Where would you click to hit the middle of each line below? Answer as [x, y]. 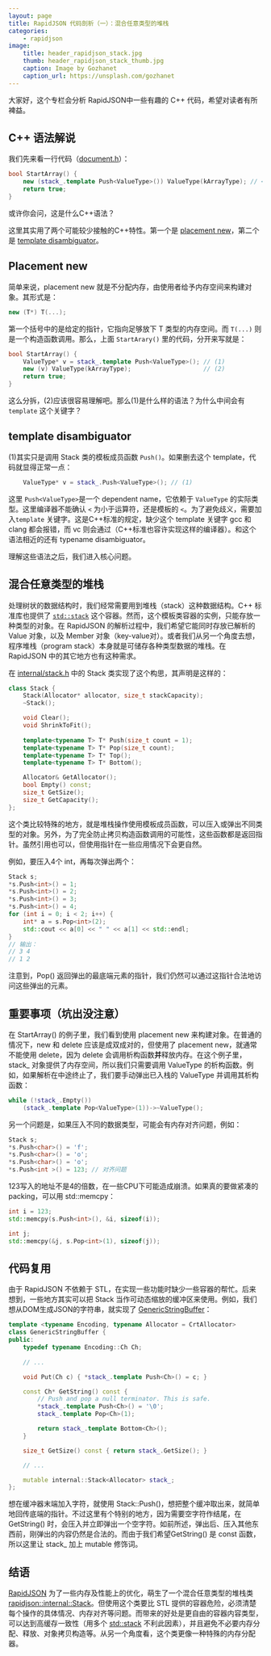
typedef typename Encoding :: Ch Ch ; [83, 1347]
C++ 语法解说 [42, 138]
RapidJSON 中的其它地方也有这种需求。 [75, 656]
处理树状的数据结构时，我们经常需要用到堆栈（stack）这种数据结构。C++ [131, 605]
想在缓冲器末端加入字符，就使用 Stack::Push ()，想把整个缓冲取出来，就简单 [134, 1504]
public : [21, 1340]
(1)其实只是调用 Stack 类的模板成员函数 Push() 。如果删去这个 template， [129, 456]
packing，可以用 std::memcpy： [62, 1196]
